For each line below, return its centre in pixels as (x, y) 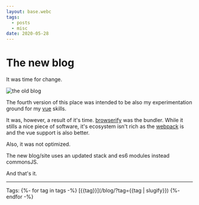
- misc (20, 28)
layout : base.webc (29, 12)
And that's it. (22, 174)
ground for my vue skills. (36, 109)
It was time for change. (34, 79)
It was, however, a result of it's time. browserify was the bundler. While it (95, 120)
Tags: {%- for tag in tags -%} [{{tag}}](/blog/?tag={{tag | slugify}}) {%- (93, 191)
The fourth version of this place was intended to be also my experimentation (99, 102)
